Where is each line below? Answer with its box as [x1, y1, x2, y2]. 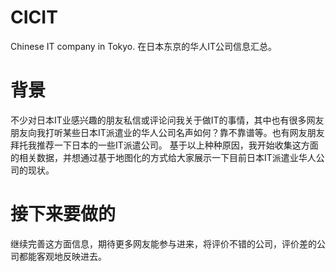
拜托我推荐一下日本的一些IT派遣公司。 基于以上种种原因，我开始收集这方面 [10, 139, 319, 151]
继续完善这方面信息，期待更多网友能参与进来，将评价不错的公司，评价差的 [10, 237, 317, 250]
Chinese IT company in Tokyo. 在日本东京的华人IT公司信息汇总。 [10, 40, 278, 52]
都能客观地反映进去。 [18, 250, 107, 262]
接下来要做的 [10, 203, 117, 226]
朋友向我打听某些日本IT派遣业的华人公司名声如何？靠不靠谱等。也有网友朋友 [10, 126, 325, 138]
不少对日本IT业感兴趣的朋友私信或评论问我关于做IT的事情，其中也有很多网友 [10, 114, 325, 126]
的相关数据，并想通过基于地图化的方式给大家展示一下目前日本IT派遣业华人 [10, 151, 317, 163]
